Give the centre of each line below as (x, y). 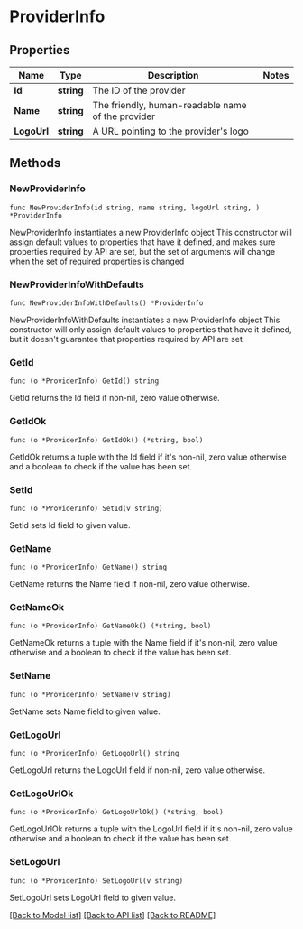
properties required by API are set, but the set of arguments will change (142, 251)
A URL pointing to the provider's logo (171, 131)
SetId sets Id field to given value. (70, 525)
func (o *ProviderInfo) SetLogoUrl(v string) (96, 881)
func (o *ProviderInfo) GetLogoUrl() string (94, 754)
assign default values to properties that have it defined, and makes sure (142, 242)
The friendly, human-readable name (170, 105)
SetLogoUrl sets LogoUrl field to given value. (92, 897)
